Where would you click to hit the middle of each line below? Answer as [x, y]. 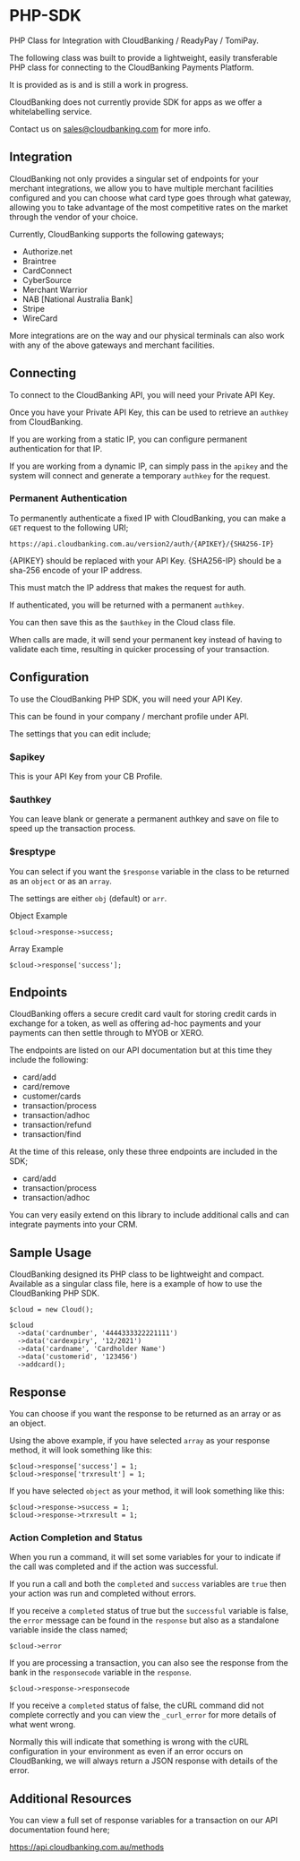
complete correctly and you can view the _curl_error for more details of [143, 1715]
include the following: [49, 1060]
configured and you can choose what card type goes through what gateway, [150, 197]
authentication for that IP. [56, 448]
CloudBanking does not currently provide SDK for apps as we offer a [136, 102]
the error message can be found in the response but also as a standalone [144, 1620]
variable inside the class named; [69, 1630]
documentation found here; [60, 1830]
